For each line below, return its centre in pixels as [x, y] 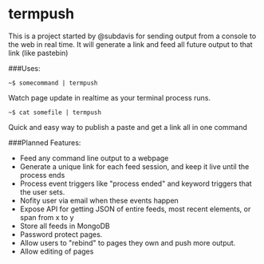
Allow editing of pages [57, 251]
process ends [42, 175]
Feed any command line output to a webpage [94, 158]
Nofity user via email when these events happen [99, 200]
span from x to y [47, 217]
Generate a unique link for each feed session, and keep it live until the [134, 166]
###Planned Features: [45, 142]
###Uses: [24, 68]
